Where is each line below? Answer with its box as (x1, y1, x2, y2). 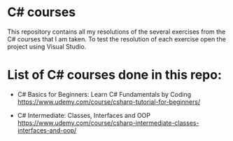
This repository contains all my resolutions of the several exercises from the (7, 27, 226, 36)
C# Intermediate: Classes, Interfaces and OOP (17, 111, 150, 119)
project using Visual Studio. (7, 42, 87, 51)
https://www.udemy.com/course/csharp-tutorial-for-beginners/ (17, 98, 201, 106)
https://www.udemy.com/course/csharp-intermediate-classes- (17, 119, 199, 127)
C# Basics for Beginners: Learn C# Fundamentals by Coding (17, 90, 192, 98)
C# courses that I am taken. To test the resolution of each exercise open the (7, 34, 226, 43)
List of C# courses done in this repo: (7, 67, 223, 83)
